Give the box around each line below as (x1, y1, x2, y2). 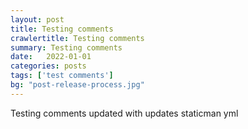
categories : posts (10, 61, 87, 71)
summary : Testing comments (10, 42, 123, 53)
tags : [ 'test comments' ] (10, 71, 114, 81)
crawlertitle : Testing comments (10, 33, 145, 43)
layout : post (10, 14, 65, 25)
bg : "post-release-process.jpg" (10, 80, 145, 90)
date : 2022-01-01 (10, 52, 92, 62)
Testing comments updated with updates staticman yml (10, 107, 239, 119)
